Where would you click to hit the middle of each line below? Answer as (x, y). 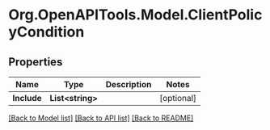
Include (27, 98)
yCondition (46, 32)
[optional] (177, 98)
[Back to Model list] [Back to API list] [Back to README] (101, 118)
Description (129, 84)
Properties (36, 62)
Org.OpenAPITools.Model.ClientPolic (135, 15)
